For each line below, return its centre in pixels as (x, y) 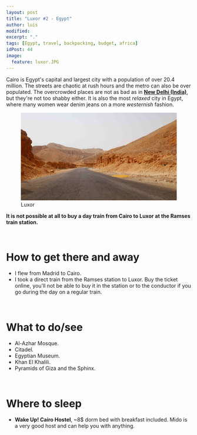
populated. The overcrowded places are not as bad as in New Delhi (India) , (97, 92)
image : (14, 56)
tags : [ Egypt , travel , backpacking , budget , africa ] (72, 43)
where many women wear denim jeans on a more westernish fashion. (90, 104)
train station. (22, 222)
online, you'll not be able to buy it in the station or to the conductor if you (103, 286)
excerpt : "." (22, 37)
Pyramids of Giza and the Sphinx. (55, 368)
